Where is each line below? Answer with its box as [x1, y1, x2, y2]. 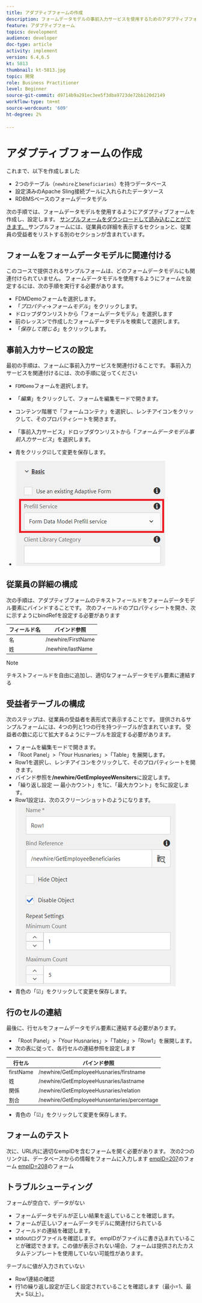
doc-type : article [6, 42, 52, 48]
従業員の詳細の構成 [6, 579, 78, 590]
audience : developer [6, 35, 58, 42]
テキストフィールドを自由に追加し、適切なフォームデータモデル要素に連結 [6, 672, 191, 679]
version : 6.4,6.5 [6, 54, 50, 60]
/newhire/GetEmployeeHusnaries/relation [38, 1087, 141, 1094]
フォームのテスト [6, 1131, 70, 1141]
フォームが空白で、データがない [6, 1199, 85, 1206]
